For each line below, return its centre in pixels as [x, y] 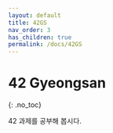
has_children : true [40, 37]
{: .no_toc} [25, 105]
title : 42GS [27, 23]
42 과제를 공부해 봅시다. [45, 121]
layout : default [35, 15]
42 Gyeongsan [57, 83]
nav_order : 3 [29, 30]
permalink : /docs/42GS [45, 45]
